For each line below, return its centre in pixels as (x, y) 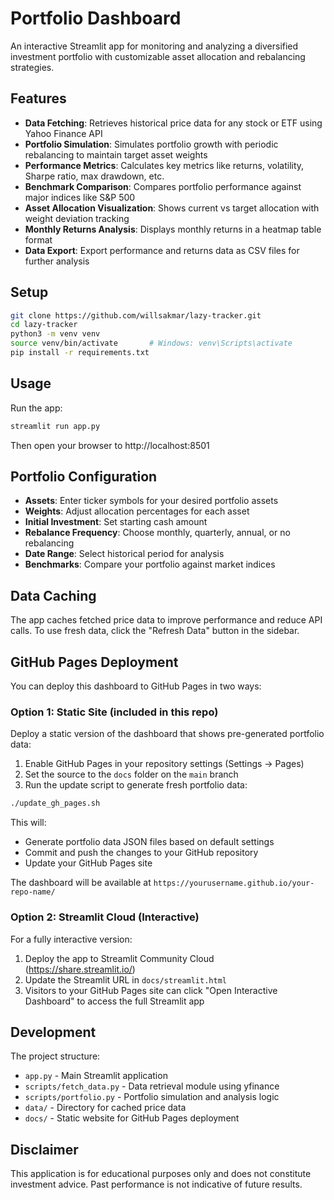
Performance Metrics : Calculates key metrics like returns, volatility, (164, 165)
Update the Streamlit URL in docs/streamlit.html (125, 979)
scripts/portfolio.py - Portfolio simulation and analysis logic (152, 1097)
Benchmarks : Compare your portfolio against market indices (150, 564)
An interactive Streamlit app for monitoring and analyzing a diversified (154, 46)
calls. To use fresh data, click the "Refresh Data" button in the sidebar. (155, 631)
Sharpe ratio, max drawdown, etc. (94, 176)
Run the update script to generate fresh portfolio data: (136, 785)
